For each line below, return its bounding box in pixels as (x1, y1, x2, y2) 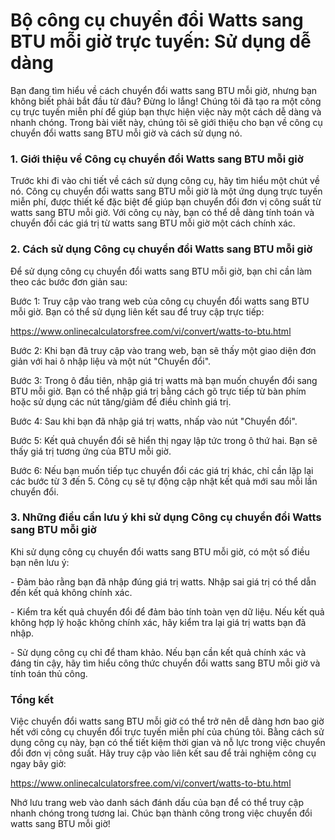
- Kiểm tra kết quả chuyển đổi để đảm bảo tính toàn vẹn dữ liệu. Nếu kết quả (10, 605, 325, 618)
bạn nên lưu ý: (10, 556, 70, 568)
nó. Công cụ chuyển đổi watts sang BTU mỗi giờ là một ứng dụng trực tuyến (10, 185, 323, 198)
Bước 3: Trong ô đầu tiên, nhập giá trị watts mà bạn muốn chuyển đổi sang (10, 374, 318, 386)
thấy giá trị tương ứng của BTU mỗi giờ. (10, 445, 172, 457)
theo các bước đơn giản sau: (10, 275, 128, 288)
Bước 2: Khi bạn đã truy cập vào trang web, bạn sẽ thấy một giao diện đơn (10, 344, 317, 356)
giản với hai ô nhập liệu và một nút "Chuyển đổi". (10, 355, 212, 367)
